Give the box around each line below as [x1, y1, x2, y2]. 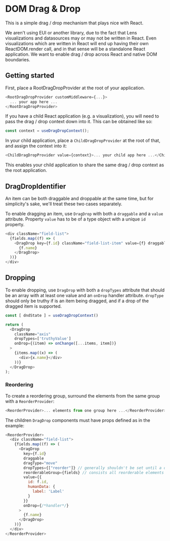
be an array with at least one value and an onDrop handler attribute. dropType [5, 292, 164, 298]
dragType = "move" [23, 460, 58, 465]
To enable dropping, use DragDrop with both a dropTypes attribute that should [5, 287, 165, 293]
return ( [5, 322, 24, 327]
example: [5, 422, 24, 428]
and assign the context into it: [5, 143, 67, 149]
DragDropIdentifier [5, 182, 66, 191]
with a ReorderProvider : [5, 398, 55, 404]
